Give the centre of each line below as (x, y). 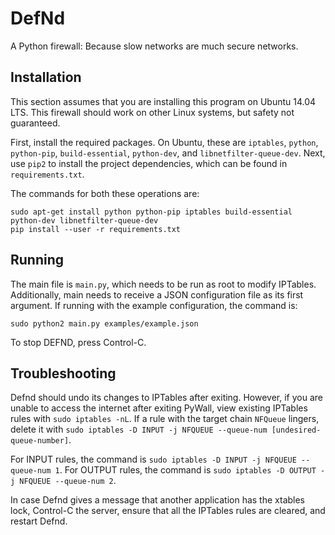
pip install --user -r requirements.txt (96, 229)
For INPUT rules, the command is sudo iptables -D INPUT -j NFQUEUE (153, 459)
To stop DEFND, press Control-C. (78, 342)
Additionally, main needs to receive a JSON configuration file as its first (157, 294)
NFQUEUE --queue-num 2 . (68, 481)
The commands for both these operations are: (105, 193)
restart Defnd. (39, 521)
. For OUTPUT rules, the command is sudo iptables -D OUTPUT (188, 470)
